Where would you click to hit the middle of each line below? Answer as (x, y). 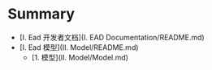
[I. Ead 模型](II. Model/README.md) (79, 47)
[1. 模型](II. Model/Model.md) (80, 57)
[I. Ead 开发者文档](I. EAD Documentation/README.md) (112, 37)
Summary (41, 14)
